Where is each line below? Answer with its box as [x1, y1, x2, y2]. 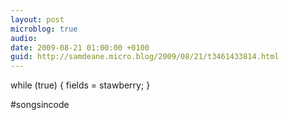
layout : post [10, 14, 65, 25]
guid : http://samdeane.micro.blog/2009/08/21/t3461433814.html [10, 52, 280, 62]
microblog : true [10, 24, 78, 34]
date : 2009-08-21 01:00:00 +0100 [10, 42, 150, 53]
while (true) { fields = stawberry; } [10, 79, 151, 91]
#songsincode [10, 99, 70, 111]
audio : [10, 33, 38, 43]
